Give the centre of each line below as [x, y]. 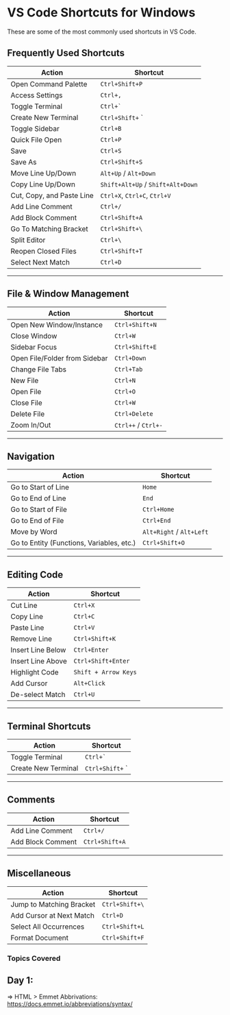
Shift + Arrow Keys [105, 672]
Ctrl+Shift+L [123, 926]
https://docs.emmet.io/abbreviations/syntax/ [70, 1004]
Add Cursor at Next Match [52, 915]
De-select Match [38, 695]
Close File [26, 402]
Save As [24, 162]
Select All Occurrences [48, 927]
